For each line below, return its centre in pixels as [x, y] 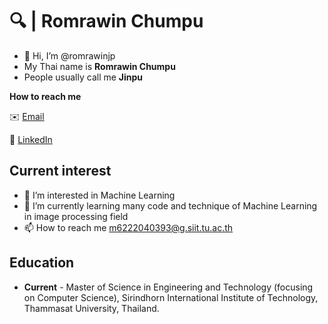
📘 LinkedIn [31, 139]
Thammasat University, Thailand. [91, 308]
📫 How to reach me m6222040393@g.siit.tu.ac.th [128, 227]
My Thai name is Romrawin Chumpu [99, 66]
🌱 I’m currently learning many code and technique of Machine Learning [170, 205]
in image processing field [76, 216]
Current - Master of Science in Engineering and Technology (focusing [168, 287]
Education [42, 263]
